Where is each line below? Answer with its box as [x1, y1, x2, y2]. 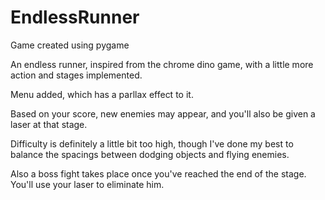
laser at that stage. [10, 118, 88, 130]
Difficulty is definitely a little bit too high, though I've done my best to [10, 137, 294, 150]
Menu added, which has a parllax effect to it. [10, 88, 194, 100]
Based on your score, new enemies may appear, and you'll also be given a [10, 107, 316, 120]
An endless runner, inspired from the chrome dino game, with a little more [10, 58, 314, 70]
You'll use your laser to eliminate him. [10, 178, 165, 190]
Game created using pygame [10, 39, 130, 51]
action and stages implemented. [10, 69, 143, 81]
